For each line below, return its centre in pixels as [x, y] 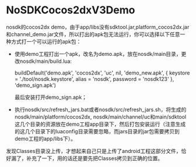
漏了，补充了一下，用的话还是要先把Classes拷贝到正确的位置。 [87, 158]
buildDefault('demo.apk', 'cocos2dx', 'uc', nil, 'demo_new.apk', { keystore [102, 73]
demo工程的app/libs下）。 [45, 138]
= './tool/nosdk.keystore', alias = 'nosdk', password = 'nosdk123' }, [94, 79]
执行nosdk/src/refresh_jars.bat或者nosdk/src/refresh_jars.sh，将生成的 [100, 109]
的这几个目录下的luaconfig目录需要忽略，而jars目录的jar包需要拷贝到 [97, 131]
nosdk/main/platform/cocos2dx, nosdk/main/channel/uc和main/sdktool [100, 116]
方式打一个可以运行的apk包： [46, 41]
